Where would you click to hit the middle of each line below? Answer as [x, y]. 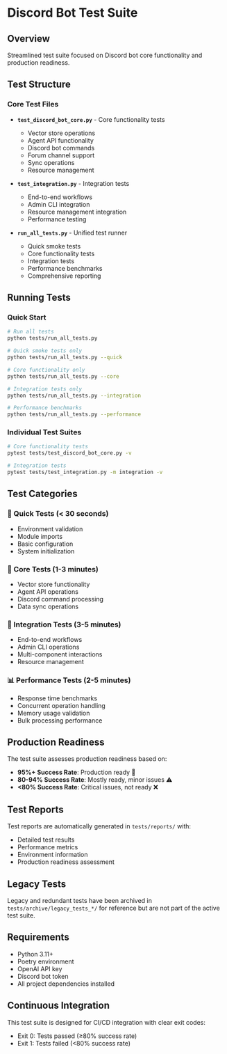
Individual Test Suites [44, 432]
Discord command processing [60, 599]
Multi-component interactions [60, 654]
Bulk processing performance [60, 720]
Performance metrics [48, 847]
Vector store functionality [53, 584]
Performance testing [57, 219]
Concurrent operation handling [61, 705]
